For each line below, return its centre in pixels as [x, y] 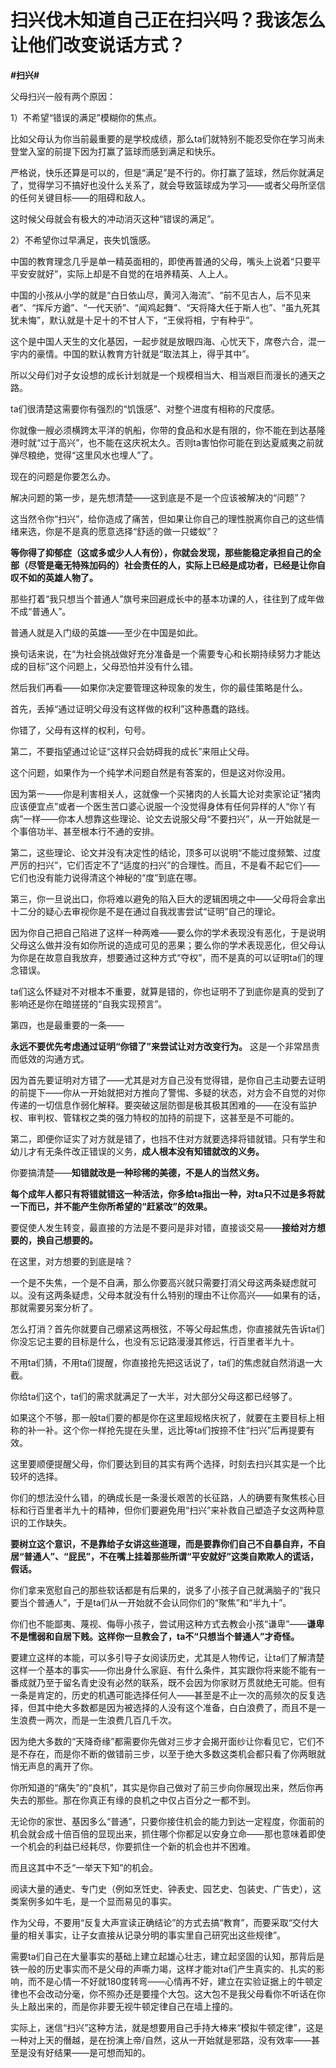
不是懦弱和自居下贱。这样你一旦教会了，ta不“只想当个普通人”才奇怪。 [155, 1636]
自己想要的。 [71, 1240]
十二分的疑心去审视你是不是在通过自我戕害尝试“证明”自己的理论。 [146, 911]
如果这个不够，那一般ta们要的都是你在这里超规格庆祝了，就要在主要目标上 [163, 1417]
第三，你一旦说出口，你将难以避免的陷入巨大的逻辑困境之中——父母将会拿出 [168, 898]
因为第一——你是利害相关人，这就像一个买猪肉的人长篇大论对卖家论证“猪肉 [166, 793]
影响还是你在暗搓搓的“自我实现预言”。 [89, 1003]
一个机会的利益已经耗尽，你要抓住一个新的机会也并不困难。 [133, 1846]
